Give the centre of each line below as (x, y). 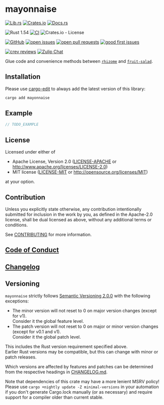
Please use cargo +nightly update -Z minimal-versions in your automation (82, 387)
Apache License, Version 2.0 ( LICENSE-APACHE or (64, 161)
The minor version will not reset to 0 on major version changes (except (84, 310)
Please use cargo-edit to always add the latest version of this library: (75, 89)
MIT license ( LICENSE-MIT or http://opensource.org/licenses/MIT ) (80, 172)
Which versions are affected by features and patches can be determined (79, 366)
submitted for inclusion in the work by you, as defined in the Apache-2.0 (79, 214)
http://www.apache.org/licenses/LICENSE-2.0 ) (60, 167)
